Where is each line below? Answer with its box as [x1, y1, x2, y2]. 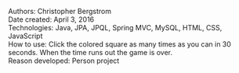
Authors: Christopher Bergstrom [8, 7, 112, 16]
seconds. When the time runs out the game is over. [8, 48, 173, 57]
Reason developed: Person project [8, 56, 120, 65]
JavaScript [8, 31, 43, 40]
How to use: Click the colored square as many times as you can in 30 [8, 40, 231, 49]
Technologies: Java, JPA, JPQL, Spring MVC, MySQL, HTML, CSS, [8, 23, 223, 32]
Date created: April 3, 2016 [8, 15, 95, 24]
